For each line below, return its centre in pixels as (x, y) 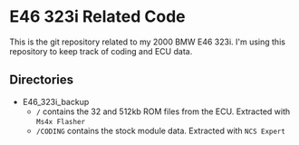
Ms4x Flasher (61, 121)
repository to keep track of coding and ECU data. (101, 51)
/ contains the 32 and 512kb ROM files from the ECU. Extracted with (163, 111)
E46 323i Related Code (97, 17)
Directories (42, 80)
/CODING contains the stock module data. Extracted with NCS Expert (160, 130)
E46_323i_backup (56, 101)
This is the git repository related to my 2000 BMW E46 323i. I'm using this (147, 42)
